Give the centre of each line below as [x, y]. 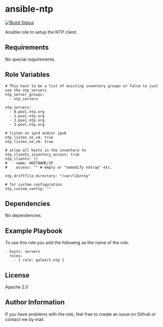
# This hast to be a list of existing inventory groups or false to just [82, 86]
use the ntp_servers [26, 90]
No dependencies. [24, 215]
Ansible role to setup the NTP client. [41, 32]
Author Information [35, 302]
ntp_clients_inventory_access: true [42, 154]
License [17, 275]
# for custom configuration [34, 185]
